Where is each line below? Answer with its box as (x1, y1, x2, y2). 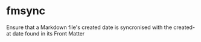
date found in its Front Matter (12, 30, 85, 37)
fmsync (6, 4, 46, 18)
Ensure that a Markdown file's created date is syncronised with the (6, 24, 173, 31)
